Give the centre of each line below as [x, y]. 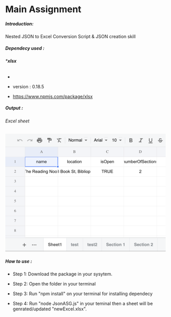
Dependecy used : [25, 48]
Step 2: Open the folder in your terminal [54, 284]
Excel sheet [17, 121]
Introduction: [20, 23]
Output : [14, 108]
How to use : [19, 261]
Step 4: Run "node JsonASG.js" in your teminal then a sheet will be [83, 304]
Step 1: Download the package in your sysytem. [63, 274]
